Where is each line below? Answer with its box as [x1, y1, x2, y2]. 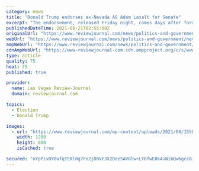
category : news [6, 8, 44, 15]
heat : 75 [6, 63, 28, 70]
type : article [6, 53, 41, 59]
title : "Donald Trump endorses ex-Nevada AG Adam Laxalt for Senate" [6, 14, 182, 20]
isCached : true [17, 146, 54, 151]
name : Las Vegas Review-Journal [11, 85, 92, 92]
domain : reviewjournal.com [11, 91, 78, 97]
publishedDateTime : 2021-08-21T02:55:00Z [6, 25, 110, 31]
